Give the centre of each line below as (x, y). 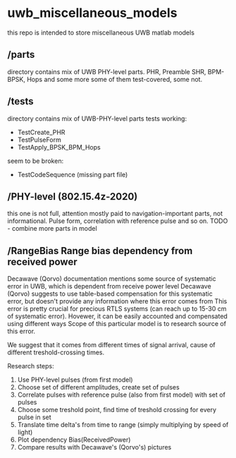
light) (25, 433)
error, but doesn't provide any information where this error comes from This (117, 301)
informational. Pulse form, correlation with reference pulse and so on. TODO (118, 221)
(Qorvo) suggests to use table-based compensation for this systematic (110, 294)
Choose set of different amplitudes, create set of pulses (98, 387)
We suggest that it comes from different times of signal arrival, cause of (112, 345)
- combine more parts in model (52, 229)
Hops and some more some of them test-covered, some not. (115, 79)
